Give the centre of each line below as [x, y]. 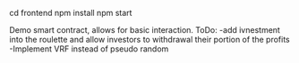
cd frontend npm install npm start [71, 13]
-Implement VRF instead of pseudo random [89, 49]
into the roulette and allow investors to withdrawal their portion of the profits [150, 39]
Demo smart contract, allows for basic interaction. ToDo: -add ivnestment [145, 30]
